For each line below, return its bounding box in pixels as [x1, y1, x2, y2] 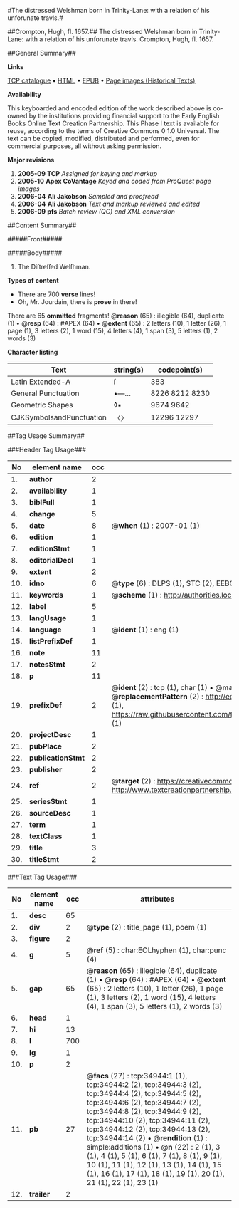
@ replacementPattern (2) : [111, 692, 204, 701]
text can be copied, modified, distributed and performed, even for [7, 135, 201, 142]
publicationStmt [29, 753, 85, 763]
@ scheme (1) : [111, 590, 162, 600]
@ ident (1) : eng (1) [111, 625, 179, 635]
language [29, 625, 62, 635]
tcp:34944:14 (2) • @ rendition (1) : [86, 1133, 208, 1142]
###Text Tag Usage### [7, 873, 78, 881]
